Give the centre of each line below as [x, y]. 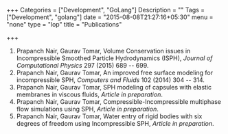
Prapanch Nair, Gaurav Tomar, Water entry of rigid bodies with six [109, 116]
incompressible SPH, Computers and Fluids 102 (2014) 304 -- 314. [111, 80]
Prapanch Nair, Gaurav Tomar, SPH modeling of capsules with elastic [114, 87]
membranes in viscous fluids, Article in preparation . [89, 94]
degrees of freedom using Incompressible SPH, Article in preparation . [115, 123]
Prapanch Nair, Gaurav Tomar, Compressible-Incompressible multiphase [118, 102]
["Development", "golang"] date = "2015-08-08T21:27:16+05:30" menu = [110, 17]
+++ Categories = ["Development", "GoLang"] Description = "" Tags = [106, 10]
